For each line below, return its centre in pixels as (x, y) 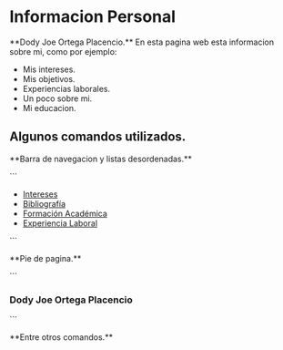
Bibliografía (44, 203)
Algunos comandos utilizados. (98, 137)
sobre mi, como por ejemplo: (63, 51)
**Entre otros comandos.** (61, 337)
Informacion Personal (92, 17)
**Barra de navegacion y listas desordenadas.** (101, 159)
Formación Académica (65, 213)
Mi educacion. (49, 108)
